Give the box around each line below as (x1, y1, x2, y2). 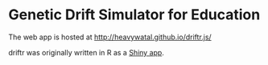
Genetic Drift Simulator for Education (8, 6, 261, 24)
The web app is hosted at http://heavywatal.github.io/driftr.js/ (8, 32, 212, 42)
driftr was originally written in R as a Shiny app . (8, 47, 165, 57)
